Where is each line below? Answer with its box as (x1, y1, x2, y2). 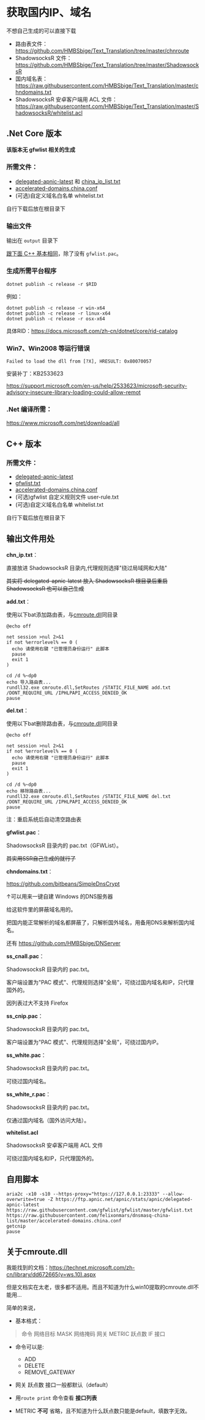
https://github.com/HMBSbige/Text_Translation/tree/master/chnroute (15, 47, 190, 54)
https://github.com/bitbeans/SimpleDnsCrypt (6, 880, 121, 887)
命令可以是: (15, 1343, 44, 1351)
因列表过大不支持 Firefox (6, 999, 69, 1007)
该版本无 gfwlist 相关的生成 (6, 145, 75, 153)
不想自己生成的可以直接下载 (6, 27, 76, 34)
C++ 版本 (6, 439, 42, 449)
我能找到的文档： (6, 1264, 50, 1272)
